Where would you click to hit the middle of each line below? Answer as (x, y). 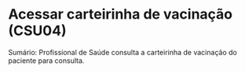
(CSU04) (37, 31)
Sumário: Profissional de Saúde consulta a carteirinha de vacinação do (122, 52)
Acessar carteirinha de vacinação (121, 14)
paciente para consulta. (46, 61)
